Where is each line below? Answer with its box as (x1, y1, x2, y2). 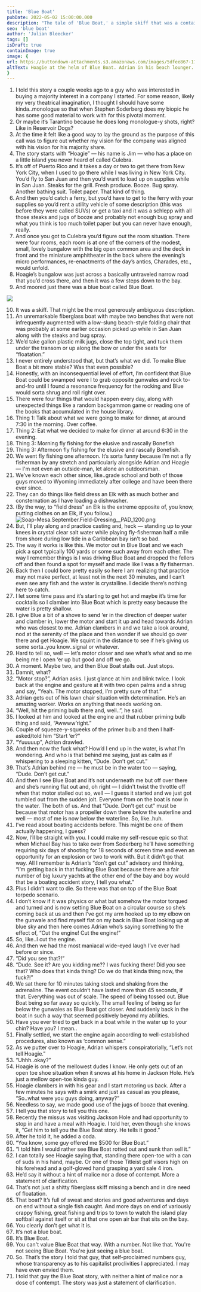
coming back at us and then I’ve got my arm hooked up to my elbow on (15, 910, 190, 917)
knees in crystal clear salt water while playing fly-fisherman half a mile (15, 529, 189, 536)
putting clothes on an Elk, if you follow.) (15, 510, 113, 517)
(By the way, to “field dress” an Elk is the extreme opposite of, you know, (15, 503, 194, 510)
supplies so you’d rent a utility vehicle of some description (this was (15, 201, 183, 208)
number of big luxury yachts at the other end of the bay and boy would (15, 872, 190, 880)
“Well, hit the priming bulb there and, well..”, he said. (15, 707, 144, 714)
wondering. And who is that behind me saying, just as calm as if (15, 752, 172, 759)
